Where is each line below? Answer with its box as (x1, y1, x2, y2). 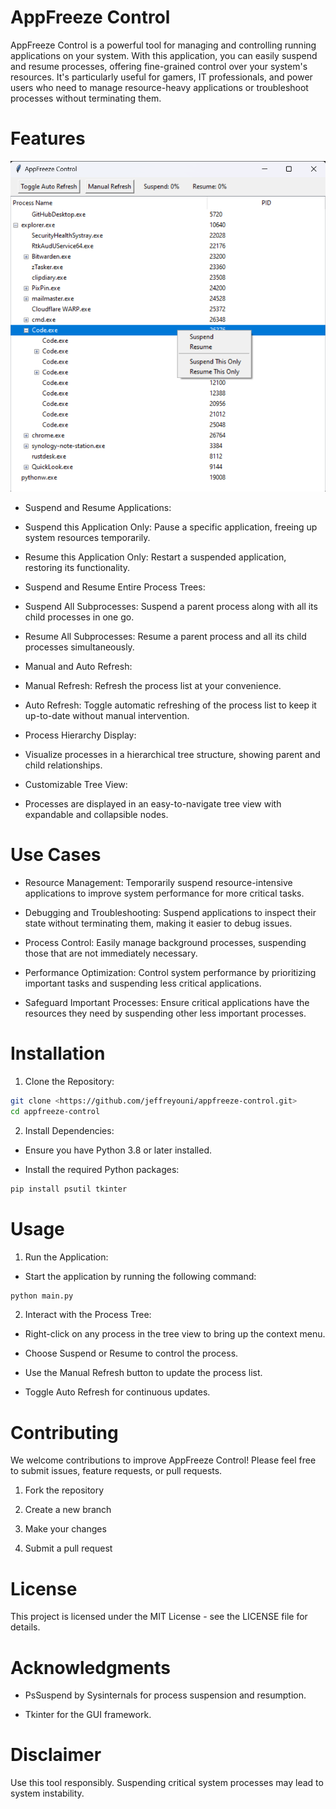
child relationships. (24, 759, 103, 771)
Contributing (10, 1421, 119, 1444)
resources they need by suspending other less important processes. (24, 1007, 307, 1020)
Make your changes (24, 1523, 107, 1535)
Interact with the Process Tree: (24, 1309, 152, 1321)
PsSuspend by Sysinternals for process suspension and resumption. (24, 1689, 307, 1701)
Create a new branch (24, 1504, 112, 1516)
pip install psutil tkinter (10, 1184, 128, 1194)
